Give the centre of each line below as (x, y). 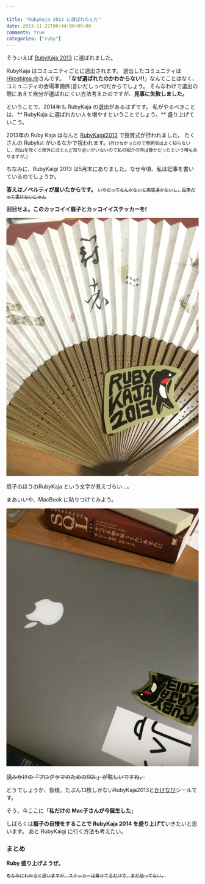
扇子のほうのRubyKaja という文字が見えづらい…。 (69, 486)
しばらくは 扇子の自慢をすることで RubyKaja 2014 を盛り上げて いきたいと (99, 823)
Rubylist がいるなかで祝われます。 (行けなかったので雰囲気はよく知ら (103, 143)
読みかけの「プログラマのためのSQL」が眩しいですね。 (76, 777)
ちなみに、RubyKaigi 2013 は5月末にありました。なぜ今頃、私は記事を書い (100, 169)
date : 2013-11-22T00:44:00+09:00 (49, 26)
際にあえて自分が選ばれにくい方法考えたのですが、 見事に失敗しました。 (97, 94)
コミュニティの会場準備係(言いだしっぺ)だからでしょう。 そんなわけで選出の (102, 86)
